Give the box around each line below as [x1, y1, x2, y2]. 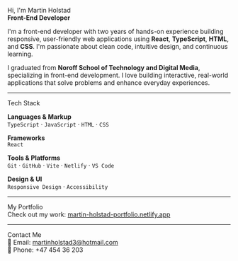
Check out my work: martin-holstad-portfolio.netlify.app [7, 210, 171, 219]
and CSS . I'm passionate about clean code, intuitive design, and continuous [7, 42, 228, 50]
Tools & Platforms [7, 153, 61, 162]
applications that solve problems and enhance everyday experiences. [7, 79, 210, 87]
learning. [7, 50, 33, 58]
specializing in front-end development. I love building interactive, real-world [7, 71, 229, 79]
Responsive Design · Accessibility [7, 182, 108, 190]
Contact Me [7, 231, 42, 239]
